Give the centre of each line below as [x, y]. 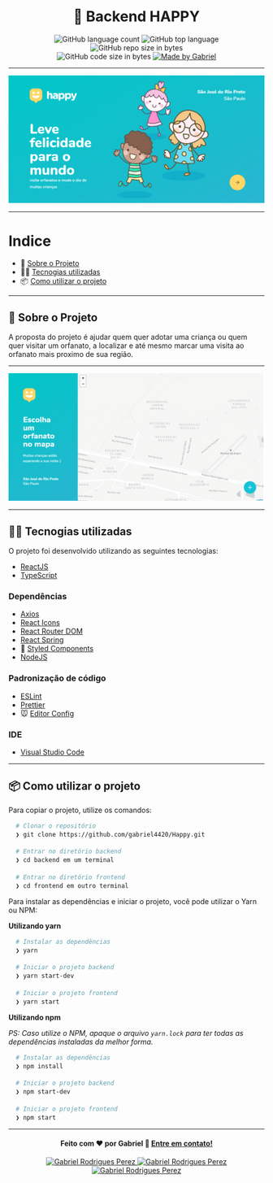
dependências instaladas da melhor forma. [81, 1042]
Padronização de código [57, 678]
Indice [30, 241]
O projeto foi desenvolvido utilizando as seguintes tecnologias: [113, 551]
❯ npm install [39, 1066]
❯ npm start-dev [43, 1092]
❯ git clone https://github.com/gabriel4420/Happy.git [110, 834]
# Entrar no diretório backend [69, 852]
